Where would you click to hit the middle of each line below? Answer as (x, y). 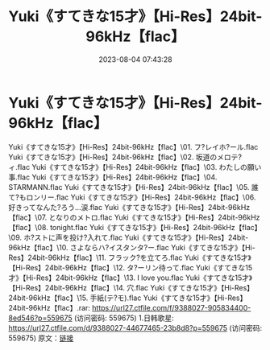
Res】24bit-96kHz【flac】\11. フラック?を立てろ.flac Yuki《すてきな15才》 (130, 257)
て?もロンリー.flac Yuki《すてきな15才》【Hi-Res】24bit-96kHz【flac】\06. (132, 197)
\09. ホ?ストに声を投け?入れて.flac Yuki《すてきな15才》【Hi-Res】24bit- (129, 237)
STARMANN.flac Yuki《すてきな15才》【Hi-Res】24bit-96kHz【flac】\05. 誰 (134, 187)
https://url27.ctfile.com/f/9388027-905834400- (172, 307)
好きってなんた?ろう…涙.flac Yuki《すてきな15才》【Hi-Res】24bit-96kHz (129, 207)
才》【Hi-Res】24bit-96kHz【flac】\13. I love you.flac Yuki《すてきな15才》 (130, 278)
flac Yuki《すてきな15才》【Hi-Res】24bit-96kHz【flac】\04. (117, 177)
